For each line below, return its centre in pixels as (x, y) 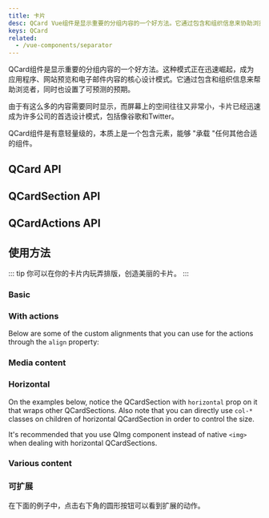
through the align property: (54, 342)
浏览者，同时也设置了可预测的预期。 (74, 90)
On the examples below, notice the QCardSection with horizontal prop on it (133, 402)
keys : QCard (28, 30)
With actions (34, 315)
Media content (37, 363)
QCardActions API (55, 224)
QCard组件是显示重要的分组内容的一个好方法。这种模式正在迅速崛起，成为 (131, 70)
